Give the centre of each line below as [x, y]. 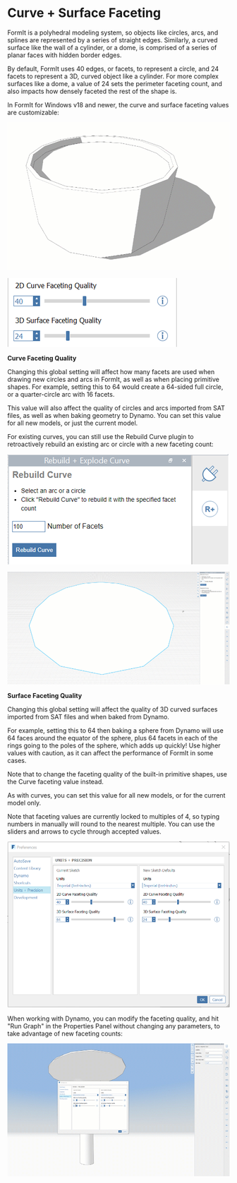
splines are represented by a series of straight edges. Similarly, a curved [113, 40]
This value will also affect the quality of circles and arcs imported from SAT [116, 408]
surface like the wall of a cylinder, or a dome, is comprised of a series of [112, 47]
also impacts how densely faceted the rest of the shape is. [92, 91]
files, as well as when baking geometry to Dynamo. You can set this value [114, 415]
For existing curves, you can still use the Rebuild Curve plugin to [101, 436]
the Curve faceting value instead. [56, 782]
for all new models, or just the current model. [73, 423]
